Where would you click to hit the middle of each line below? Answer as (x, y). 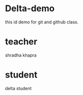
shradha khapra (21, 55)
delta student (18, 88)
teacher (21, 42)
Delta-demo (30, 9)
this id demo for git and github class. (42, 22)
